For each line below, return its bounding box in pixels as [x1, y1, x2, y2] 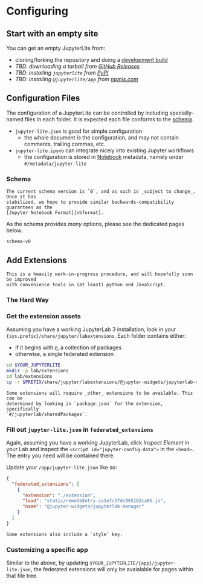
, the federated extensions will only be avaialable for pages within [30, 566, 194, 573]
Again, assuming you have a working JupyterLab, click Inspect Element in [6, 438, 190, 446]
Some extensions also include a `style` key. [6, 531, 123, 537]
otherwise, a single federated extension [14, 351, 114, 358]
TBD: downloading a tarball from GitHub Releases [14, 62, 140, 70]
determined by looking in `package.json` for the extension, [6, 400, 164, 407]
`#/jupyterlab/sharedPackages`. [6, 411, 88, 417]
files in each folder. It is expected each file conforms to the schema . [25, 115, 194, 123]
